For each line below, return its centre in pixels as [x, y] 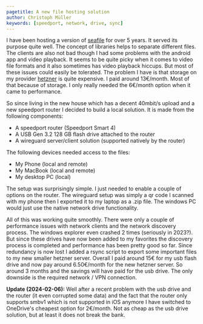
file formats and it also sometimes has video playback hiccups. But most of [100, 66]
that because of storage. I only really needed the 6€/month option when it [98, 85]
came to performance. [34, 92]
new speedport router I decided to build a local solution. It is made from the [100, 110]
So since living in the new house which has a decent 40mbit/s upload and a [101, 103]
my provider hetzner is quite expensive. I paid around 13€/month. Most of [98, 79]
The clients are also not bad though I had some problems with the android [98, 53]
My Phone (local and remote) [51, 164]
